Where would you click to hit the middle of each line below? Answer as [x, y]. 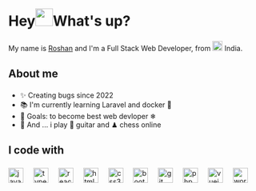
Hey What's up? [70, 21]
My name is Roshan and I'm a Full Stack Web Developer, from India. [126, 49]
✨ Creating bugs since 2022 [66, 95]
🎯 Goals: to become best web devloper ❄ [88, 117]
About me [33, 73]
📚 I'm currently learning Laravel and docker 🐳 [96, 105]
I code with [36, 150]
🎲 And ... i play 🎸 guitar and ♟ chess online [90, 125]
